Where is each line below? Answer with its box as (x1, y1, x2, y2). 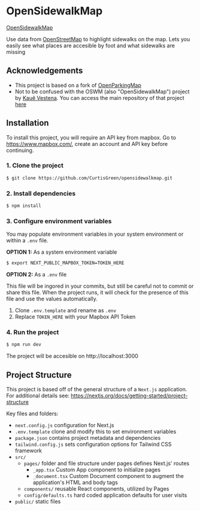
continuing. (6, 147, 34, 154)
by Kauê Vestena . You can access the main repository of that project (14, 94, 184, 101)
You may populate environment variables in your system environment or (6, 230, 184, 238)
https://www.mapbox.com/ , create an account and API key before (6, 140, 168, 147)
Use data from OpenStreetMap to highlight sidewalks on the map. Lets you (6, 35, 190, 42)
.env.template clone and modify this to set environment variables (14, 428, 177, 435)
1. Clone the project (6, 162, 64, 170)
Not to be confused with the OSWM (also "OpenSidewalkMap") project (14, 88, 190, 95)
